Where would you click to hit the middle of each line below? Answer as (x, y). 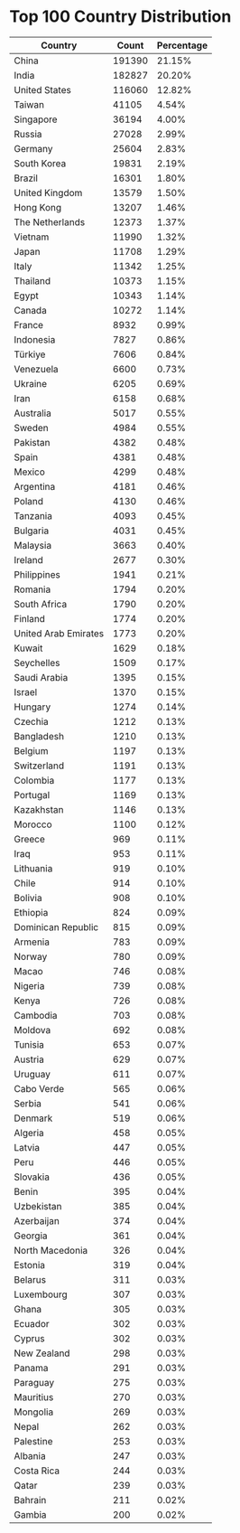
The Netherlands (50, 221)
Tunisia (29, 1044)
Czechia (32, 721)
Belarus (30, 1279)
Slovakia (32, 1177)
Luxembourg (41, 1294)
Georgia (31, 1236)
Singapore (36, 119)
